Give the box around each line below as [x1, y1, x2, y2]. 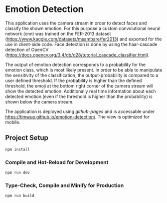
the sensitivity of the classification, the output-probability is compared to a [5, 72, 159, 78]
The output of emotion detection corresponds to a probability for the [5, 61, 146, 67]
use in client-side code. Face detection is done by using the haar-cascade [5, 41, 158, 47]
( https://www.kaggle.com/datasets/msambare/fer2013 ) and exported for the [5, 36, 162, 42]
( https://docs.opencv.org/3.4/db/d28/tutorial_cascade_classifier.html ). [5, 51, 150, 58]
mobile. [5, 119, 21, 125]
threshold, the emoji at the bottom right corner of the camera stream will [5, 82, 154, 88]
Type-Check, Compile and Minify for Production [5, 181, 124, 188]
